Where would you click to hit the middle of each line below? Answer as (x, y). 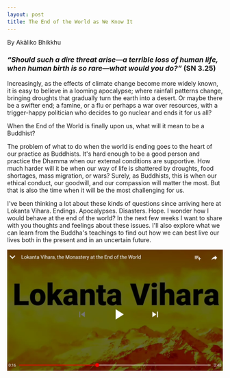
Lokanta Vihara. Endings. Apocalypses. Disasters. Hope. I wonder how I (108, 211)
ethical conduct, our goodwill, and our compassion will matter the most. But (114, 182)
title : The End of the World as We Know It (70, 22)
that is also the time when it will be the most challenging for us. (96, 190)
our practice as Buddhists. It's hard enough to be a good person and (103, 154)
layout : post (26, 14)
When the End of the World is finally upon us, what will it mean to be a (106, 126)
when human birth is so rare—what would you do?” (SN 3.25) (112, 69)
